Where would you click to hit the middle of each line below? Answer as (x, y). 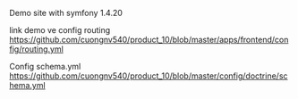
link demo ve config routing (60, 30)
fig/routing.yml (37, 49)
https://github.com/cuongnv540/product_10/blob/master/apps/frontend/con (149, 40)
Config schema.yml (45, 66)
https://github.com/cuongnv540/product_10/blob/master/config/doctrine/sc (149, 76)
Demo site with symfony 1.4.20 (66, 13)
